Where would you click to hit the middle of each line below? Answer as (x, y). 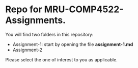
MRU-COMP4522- (84, 9)
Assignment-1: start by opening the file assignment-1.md (73, 44)
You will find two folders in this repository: (49, 34)
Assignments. (36, 20)
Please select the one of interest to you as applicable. (62, 59)
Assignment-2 (27, 50)
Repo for (24, 9)
